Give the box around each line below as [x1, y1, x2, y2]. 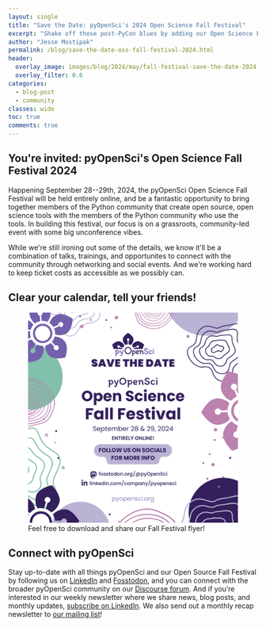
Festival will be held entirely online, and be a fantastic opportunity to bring [8, 193, 250, 203]
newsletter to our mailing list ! [8, 610, 103, 619]
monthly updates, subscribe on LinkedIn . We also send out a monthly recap [8, 601, 255, 610]
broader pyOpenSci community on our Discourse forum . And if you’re [8, 584, 235, 594]
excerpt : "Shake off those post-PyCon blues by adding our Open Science [8, 29, 253, 37]
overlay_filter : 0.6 [15, 71, 83, 79]
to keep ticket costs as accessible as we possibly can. [8, 268, 184, 277]
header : [8, 55, 34, 63]
